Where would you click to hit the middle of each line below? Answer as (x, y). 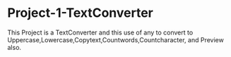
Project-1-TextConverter (81, 13)
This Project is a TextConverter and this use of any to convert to (100, 32)
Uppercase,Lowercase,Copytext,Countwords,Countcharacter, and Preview (115, 39)
